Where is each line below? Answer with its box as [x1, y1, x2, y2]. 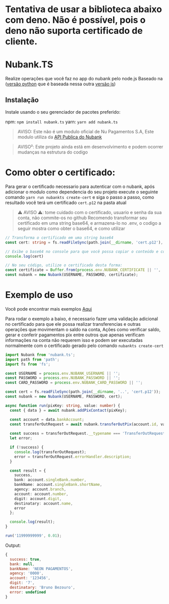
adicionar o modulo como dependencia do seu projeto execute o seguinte [5, 188, 158, 195]
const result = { [10, 468, 46, 473]
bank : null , [10, 562, 35, 567]
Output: [5, 542, 21, 548]
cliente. [5, 36, 38, 47]
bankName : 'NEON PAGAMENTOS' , [10, 566, 73, 571]
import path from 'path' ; [5, 357, 59, 362]
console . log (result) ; [10, 519, 55, 525]
